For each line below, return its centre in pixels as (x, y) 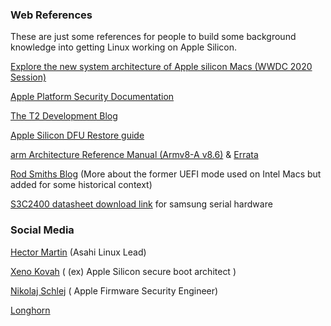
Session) (28, 77)
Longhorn (30, 310)
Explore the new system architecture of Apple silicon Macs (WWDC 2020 (161, 67)
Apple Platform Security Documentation (92, 97)
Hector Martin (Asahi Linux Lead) (78, 252)
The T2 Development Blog (64, 116)
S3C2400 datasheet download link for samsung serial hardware (141, 204)
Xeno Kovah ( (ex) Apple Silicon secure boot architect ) (123, 271)
